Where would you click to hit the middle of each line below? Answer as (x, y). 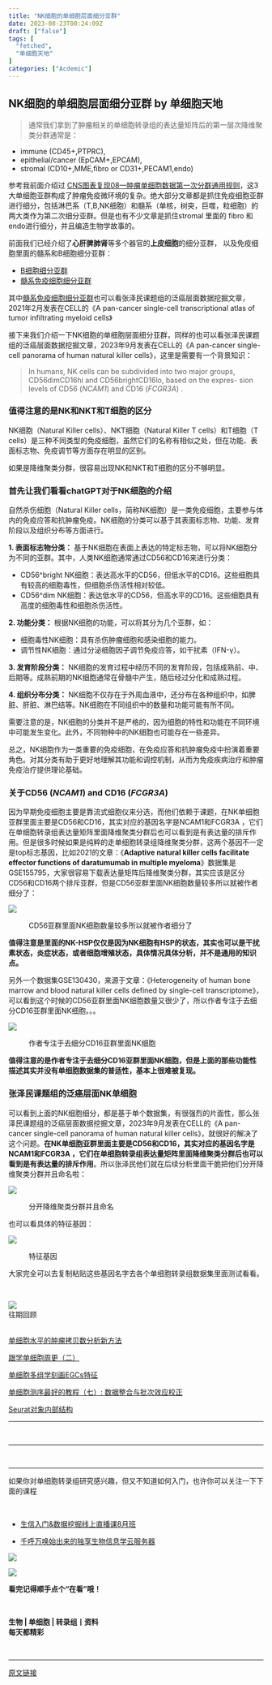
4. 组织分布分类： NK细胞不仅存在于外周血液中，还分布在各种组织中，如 (129, 695)
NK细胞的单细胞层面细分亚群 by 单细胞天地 (116, 103)
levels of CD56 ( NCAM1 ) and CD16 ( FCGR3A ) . (106, 388)
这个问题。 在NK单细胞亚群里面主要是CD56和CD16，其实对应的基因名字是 (132, 1143)
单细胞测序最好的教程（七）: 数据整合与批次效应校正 (96, 1392)
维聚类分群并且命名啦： (47, 1174)
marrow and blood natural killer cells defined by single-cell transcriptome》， (136, 990)
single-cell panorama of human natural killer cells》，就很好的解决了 (146, 1133)
